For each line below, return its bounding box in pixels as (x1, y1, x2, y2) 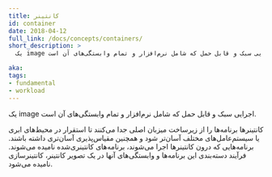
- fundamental (8, 78, 57, 87)
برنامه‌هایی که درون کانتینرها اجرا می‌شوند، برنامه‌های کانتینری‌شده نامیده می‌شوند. (8, 141, 254, 151)
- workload (8, 86, 45, 95)
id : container (8, 19, 57, 27)
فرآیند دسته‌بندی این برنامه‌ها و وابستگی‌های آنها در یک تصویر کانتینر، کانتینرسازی (8, 150, 247, 160)
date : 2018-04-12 (8, 27, 67, 35)
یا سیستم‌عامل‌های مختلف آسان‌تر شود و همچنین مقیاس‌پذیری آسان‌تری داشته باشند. (8, 133, 260, 142)
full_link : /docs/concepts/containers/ (8, 34, 143, 43)
